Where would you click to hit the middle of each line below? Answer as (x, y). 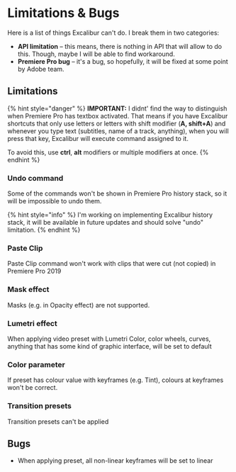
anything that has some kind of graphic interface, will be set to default (109, 346)
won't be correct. (33, 388)
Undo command (35, 178)
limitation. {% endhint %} (44, 230)
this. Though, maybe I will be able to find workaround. (96, 54)
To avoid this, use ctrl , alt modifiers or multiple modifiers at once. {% (108, 152)
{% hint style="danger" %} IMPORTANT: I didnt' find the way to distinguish (117, 108)
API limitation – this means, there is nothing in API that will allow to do (119, 46)
